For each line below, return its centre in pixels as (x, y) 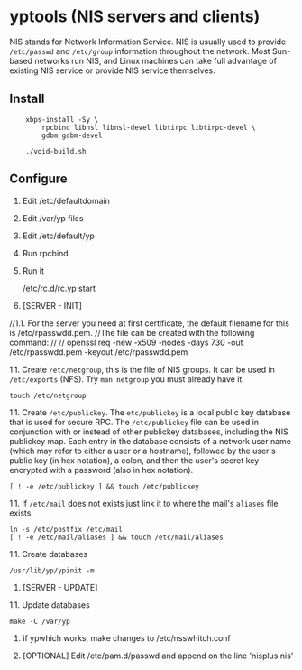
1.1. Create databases (49, 554)
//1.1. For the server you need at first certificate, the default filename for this (150, 323)
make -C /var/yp (40, 621)
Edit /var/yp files (53, 218)
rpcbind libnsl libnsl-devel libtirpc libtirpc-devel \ (149, 127)
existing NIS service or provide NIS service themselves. (113, 70)
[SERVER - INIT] (52, 305)
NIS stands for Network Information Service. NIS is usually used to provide (148, 42)
